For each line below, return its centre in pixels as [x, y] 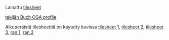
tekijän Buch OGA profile [31, 17]
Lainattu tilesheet [23, 7]
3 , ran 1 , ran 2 [19, 32]
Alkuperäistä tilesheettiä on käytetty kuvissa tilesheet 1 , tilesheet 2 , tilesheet [85, 27]
